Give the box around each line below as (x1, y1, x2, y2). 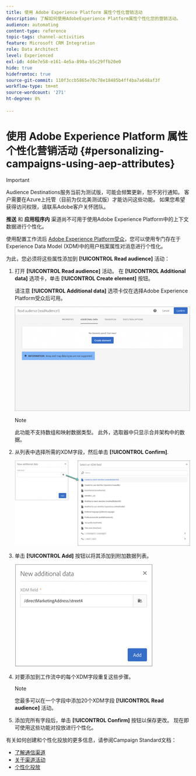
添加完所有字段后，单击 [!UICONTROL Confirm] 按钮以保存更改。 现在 (14, 717, 184, 724)
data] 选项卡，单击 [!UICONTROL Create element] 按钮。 (14, 275, 153, 282)
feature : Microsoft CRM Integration (6, 40, 95, 46)
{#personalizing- (79, 144, 164, 157)
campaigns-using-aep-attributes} (6, 157, 175, 170)
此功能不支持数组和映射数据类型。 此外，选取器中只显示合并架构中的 (14, 429, 180, 436)
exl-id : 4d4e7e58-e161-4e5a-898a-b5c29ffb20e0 (6, 58, 121, 64)
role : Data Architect (6, 47, 59, 53)
